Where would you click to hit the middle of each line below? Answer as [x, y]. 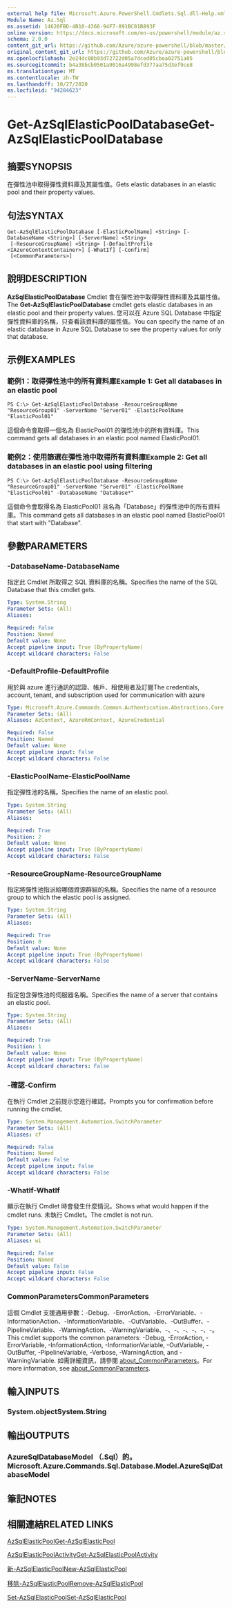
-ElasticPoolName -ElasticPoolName [69, 776]
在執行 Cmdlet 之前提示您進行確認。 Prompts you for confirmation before [110, 1101]
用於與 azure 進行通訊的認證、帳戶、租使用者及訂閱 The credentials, [104, 687]
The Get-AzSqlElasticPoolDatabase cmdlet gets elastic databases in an [110, 304]
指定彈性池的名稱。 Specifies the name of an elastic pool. [88, 792]
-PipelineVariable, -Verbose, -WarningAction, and [108, 1352]
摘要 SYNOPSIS [40, 166]
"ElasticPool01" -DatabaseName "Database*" [71, 493]
